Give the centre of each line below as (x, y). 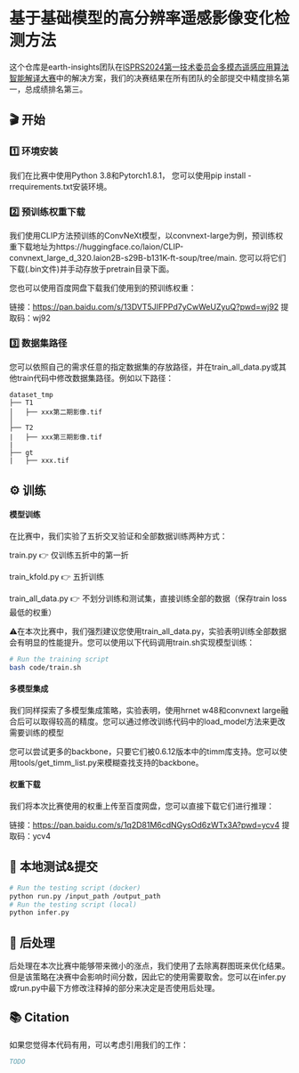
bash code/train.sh (45, 667)
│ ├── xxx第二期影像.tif (56, 412)
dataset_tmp (31, 395)
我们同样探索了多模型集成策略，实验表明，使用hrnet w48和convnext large (145, 710)
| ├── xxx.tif (39, 461)
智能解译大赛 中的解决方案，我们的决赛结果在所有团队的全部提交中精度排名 (145, 77)
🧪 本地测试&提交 (53, 867)
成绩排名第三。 (60, 89)
